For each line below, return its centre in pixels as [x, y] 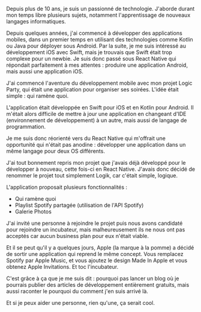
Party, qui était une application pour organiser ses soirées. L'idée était [92, 89]
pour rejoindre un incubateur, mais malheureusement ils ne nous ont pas [96, 230]
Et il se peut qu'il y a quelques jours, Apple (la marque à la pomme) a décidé [100, 248]
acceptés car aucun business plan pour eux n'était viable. [77, 236]
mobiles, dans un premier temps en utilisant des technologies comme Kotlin [100, 39]
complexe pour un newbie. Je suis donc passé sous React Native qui [91, 59]
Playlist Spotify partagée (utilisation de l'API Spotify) [79, 205]
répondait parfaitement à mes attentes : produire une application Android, [97, 65]
